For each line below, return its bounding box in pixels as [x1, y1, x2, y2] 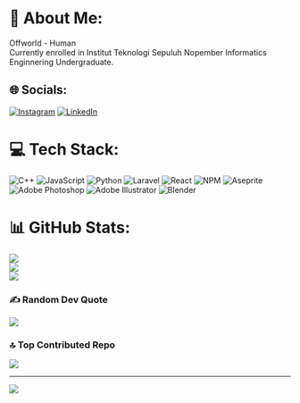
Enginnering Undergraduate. [9, 56, 114, 67]
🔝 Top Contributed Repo [9, 339, 116, 351]
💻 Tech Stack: [9, 139, 120, 159]
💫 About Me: [9, 8, 104, 29]
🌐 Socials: [9, 82, 68, 97]
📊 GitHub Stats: [9, 217, 131, 238]
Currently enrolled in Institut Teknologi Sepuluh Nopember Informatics [9, 46, 268, 57]
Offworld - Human [9, 38, 77, 48]
